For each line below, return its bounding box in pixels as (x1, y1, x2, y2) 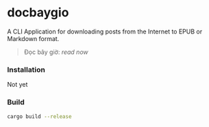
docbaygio (7, 5, 69, 20)
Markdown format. (7, 34, 60, 42)
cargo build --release (7, 113, 72, 120)
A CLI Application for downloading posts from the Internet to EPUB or (7, 27, 203, 36)
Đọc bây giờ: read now (23, 48, 88, 56)
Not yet (7, 81, 28, 89)
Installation (7, 65, 46, 74)
